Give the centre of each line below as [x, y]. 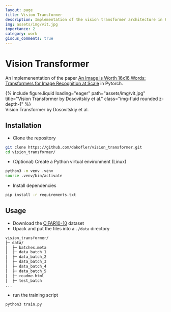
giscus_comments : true [29, 39]
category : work [21, 34]
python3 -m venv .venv [29, 171]
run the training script [35, 295]
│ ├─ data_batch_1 [26, 252]
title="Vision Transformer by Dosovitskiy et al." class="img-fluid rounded [82, 99]
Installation [23, 126]
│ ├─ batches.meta [26, 247]
